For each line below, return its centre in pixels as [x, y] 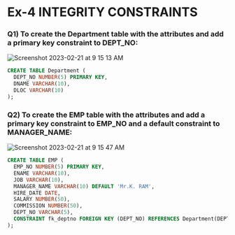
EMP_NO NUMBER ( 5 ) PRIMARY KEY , [59, 167]
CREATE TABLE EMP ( [36, 161]
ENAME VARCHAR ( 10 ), [42, 173]
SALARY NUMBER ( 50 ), [42, 199]
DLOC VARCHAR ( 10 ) [39, 91]
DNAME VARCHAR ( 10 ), [42, 84]
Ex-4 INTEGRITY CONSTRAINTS [102, 12]
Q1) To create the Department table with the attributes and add [115, 34]
